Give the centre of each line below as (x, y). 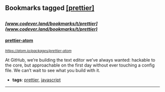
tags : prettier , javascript (36, 80)
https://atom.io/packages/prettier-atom (39, 51)
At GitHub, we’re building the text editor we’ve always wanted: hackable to (80, 60)
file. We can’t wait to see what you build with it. (53, 70)
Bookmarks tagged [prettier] (50, 8)
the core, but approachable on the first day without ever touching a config (80, 65)
